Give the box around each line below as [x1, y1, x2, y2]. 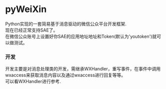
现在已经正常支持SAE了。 [5, 27, 58, 33]
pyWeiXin [5, 4, 47, 15]
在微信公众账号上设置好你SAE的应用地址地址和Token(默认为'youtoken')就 [5, 33, 157, 39]
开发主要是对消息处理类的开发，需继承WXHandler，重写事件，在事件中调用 [5, 66, 161, 72]
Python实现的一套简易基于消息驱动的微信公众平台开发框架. [5, 21, 127, 27]
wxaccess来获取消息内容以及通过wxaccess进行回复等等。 [5, 72, 126, 78]
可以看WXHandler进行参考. [5, 78, 61, 84]
